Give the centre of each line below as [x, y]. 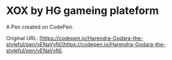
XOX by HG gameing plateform [82, 11]
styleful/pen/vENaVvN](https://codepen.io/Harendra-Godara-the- [86, 44]
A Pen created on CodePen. [40, 27]
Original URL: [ [24, 38]
